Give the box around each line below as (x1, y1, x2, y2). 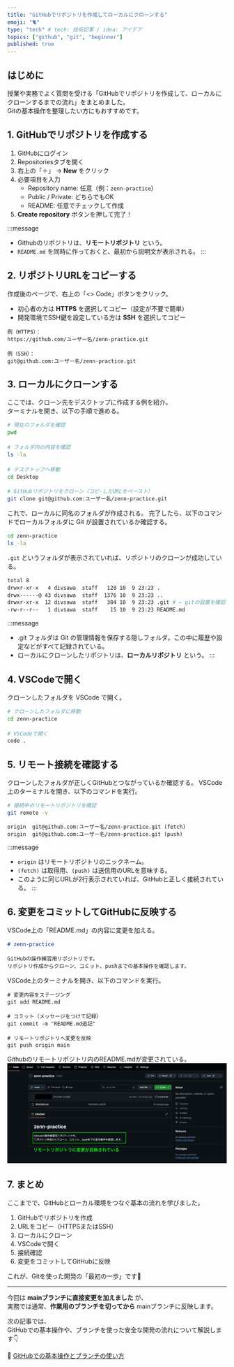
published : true (7, 41, 54, 48)
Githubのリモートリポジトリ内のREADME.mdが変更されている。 (7, 1055, 191, 1064)
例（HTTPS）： (7, 328, 42, 335)
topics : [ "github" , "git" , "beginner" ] (7, 34, 123, 41)
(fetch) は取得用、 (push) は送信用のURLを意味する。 (17, 866, 172, 874)
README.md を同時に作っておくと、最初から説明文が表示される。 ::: (17, 247, 207, 255)
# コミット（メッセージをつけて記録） (7, 1013, 102, 1020)
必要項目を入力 (17, 175, 61, 183)
